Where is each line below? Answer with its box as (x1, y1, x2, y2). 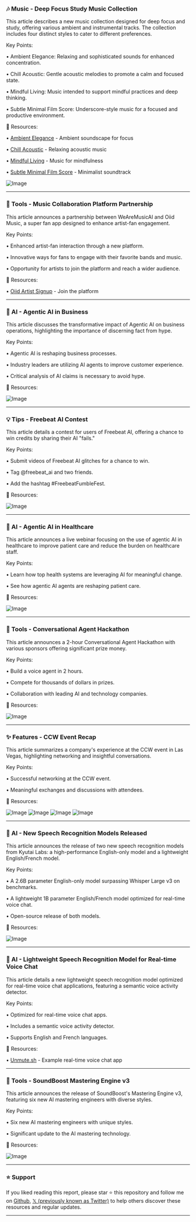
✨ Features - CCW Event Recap (6, 733, 96, 741)
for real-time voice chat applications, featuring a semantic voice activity (6, 982, 178, 989)
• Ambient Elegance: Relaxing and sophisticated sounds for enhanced (6, 53, 174, 60)
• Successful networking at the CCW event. (6, 775, 111, 782)
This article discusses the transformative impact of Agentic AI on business (6, 321, 185, 328)
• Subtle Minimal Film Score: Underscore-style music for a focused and (6, 106, 178, 113)
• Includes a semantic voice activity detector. (6, 1023, 115, 1030)
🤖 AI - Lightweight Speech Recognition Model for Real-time (6, 955, 177, 963)
